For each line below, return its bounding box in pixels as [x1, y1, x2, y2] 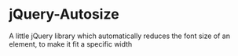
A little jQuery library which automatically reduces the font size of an [9, 31, 231, 40]
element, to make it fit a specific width [9, 39, 133, 48]
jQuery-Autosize [9, 5, 120, 23]
